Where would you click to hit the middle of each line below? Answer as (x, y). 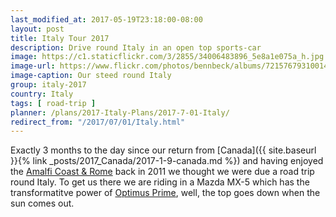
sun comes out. (42, 203)
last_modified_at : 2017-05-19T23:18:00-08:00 (106, 19)
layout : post (37, 29)
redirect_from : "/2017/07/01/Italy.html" (98, 122)
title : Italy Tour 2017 (60, 38)
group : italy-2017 (48, 85)
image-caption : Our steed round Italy (91, 76)
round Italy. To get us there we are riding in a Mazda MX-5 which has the (160, 182)
